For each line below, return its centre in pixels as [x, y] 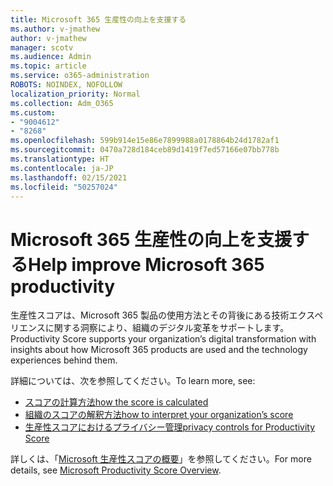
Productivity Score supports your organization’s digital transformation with [163, 339]
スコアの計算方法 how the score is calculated [116, 402]
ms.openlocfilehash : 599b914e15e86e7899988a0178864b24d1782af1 [145, 141]
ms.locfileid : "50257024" [64, 187]
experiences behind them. [64, 360]
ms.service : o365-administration [80, 76]
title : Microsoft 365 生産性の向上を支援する [98, 19]
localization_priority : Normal [75, 94]
